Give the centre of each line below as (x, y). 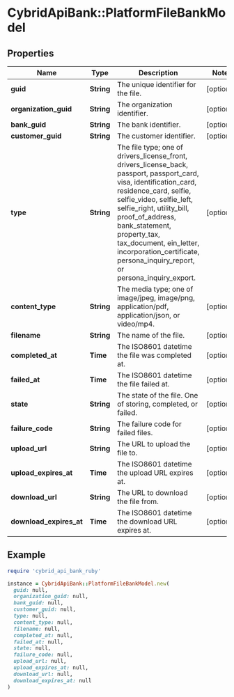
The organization (145, 104)
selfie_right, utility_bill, (153, 208)
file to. (127, 453)
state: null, (32, 648)
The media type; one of (155, 289)
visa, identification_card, (157, 182)
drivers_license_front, (153, 156)
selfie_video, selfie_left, (155, 199)
